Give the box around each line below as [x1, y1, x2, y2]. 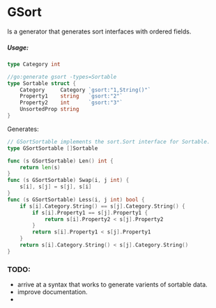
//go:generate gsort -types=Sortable [7, 73, 117, 80]
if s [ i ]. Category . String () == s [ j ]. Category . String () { [20, 203, 186, 210]
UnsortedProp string [20, 106, 79, 113]
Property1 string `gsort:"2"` [20, 93, 123, 100]
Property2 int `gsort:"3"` [20, 99, 123, 107]
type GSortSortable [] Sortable [7, 144, 98, 152]
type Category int [7, 61, 61, 68]
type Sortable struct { [7, 79, 77, 87]
